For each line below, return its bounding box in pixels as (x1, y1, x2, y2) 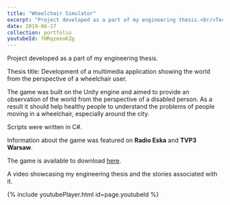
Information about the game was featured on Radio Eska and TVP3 (7, 136, 197, 144)
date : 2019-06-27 (7, 23, 57, 29)
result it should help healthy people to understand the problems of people (7, 102, 215, 111)
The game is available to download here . (7, 156, 122, 165)
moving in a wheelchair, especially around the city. (7, 110, 150, 118)
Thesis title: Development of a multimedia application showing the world (7, 68, 211, 76)
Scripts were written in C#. (7, 123, 82, 131)
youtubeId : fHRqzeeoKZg (7, 36, 75, 42)
